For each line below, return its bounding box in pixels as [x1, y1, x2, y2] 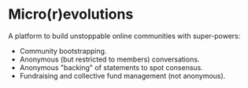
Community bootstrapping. [19, 46, 107, 55]
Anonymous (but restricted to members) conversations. [19, 55, 200, 64]
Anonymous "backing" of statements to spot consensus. [19, 62, 203, 72]
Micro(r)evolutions [8, 5, 134, 23]
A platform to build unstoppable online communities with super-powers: [8, 31, 241, 40]
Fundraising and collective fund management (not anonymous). [19, 71, 226, 80]
